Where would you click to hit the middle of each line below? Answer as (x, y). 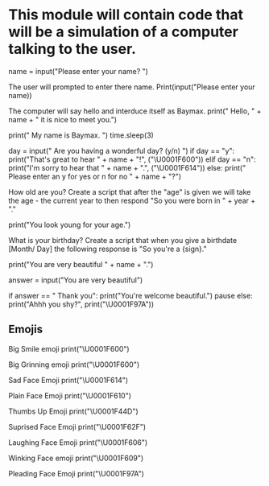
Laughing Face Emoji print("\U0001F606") (78, 442)
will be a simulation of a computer (124, 32)
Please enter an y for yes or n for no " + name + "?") (95, 176)
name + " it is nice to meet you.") (63, 119)
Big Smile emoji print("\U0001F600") (69, 348)
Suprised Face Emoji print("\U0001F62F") (77, 426)
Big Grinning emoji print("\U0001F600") (74, 364)
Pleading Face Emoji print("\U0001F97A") (77, 473)
